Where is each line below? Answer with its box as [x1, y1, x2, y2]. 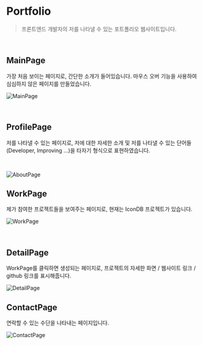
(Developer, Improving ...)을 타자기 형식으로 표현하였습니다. [6, 146, 150, 154]
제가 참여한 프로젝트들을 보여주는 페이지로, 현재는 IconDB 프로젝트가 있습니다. [6, 205, 193, 213]
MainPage [6, 55, 46, 66]
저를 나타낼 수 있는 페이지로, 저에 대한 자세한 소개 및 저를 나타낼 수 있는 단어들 [6, 139, 192, 146]
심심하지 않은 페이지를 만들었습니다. [6, 80, 92, 87]
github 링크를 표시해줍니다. [6, 272, 72, 279]
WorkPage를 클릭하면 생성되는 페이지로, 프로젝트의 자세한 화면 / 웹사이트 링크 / [6, 265, 196, 272]
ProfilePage [6, 122, 52, 132]
